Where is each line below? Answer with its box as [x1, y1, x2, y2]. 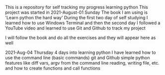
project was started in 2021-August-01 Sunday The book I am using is [5, 9, 148, 15]
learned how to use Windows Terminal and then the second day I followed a [5, 20, 161, 26]
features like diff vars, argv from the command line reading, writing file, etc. [5, 60, 160, 66]
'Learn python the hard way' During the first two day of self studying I [5, 15, 148, 20]
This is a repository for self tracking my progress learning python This [5, 4, 148, 10]
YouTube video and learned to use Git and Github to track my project [5, 25, 146, 31]
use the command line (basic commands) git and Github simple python [5, 55, 150, 61]
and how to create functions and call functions [5, 65, 100, 71]
